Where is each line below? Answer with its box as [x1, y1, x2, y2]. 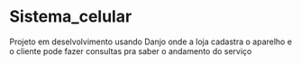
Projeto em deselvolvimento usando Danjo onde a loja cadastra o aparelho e [9, 36, 293, 47]
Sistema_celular [9, 6, 132, 27]
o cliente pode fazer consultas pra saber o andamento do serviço [9, 45, 252, 56]
